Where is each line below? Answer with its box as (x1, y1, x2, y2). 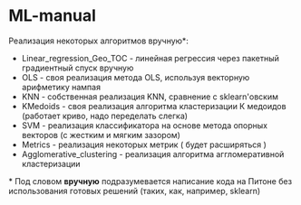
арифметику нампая (21, 81, 102, 92)
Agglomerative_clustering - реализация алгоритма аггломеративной (21, 148, 285, 159)
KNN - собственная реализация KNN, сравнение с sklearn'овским (21, 91, 278, 102)
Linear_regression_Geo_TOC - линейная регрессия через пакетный (21, 52, 280, 63)
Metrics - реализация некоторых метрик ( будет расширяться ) (21, 139, 267, 150)
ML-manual (8, 5, 97, 26)
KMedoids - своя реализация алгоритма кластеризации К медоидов (21, 100, 286, 111)
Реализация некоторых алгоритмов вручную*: (8, 35, 189, 46)
